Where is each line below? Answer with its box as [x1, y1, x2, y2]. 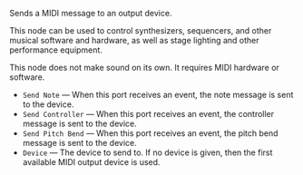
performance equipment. [9, 44, 103, 55]
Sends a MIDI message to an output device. [9, 8, 172, 18]
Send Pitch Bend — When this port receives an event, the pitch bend [22, 128, 279, 139]
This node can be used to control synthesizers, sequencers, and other [9, 25, 272, 35]
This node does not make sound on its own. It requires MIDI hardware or [9, 63, 279, 73]
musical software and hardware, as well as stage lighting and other [9, 35, 260, 45]
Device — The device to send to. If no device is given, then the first [22, 147, 273, 158]
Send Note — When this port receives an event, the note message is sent [22, 90, 294, 100]
